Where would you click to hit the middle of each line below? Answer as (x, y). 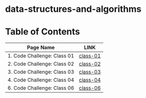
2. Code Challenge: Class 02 (41, 64)
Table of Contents (43, 32)
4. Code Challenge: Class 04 (41, 80)
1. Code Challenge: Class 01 (41, 56)
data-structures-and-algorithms (73, 9)
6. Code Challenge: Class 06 (41, 88)
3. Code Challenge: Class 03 (41, 72)
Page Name (41, 48)
